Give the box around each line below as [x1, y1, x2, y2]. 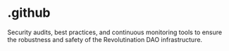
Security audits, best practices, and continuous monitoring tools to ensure [7, 28, 223, 36]
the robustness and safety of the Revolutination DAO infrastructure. [7, 35, 203, 43]
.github [7, 5, 51, 21]
